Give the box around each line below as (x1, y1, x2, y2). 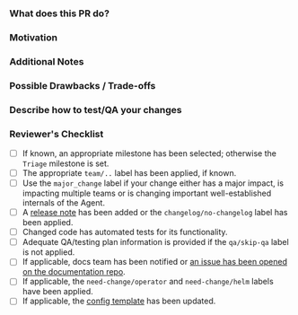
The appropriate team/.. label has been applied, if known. (22, 167, 237, 178)
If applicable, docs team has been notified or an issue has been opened (22, 257, 288, 267)
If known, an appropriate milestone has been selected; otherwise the (22, 147, 276, 159)
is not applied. (22, 247, 75, 258)
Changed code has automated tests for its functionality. (22, 227, 228, 238)
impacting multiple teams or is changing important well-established (22, 188, 272, 199)
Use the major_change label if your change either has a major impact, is (22, 178, 285, 188)
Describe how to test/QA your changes (9, 103, 182, 116)
